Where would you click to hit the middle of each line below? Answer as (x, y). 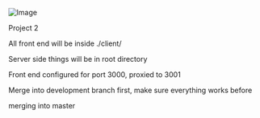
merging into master (42, 106)
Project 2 (23, 28)
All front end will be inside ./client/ (65, 43)
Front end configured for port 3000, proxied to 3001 (95, 75)
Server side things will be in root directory (78, 59)
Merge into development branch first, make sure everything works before (130, 90)
